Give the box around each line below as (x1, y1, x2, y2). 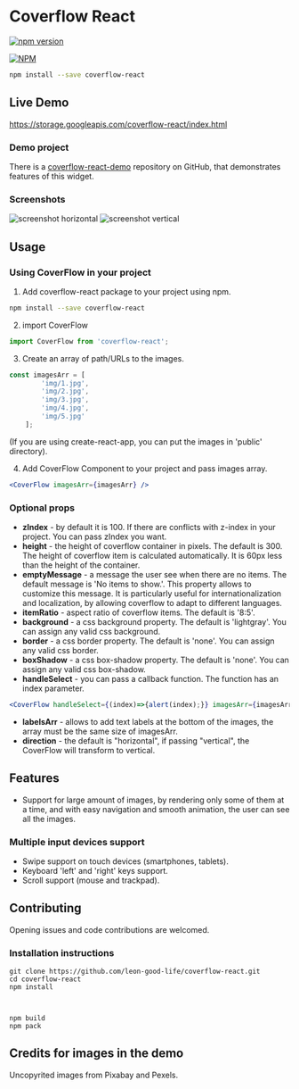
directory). (9, 445, 48, 456)
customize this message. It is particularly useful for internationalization (21, 587, 282, 599)
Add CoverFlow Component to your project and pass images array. (21, 462, 268, 474)
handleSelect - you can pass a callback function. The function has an (21, 673, 279, 684)
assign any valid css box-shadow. (21, 663, 147, 675)
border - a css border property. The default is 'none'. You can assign (21, 636, 275, 646)
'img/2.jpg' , (41, 387, 90, 396)
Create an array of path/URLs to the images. (21, 353, 184, 363)
